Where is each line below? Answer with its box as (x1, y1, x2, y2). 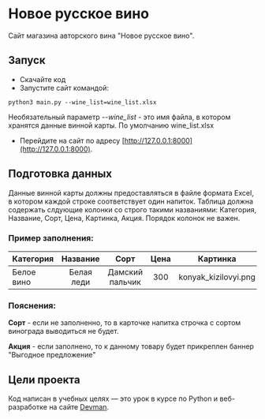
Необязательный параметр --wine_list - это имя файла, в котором (8, 112, 231, 122)
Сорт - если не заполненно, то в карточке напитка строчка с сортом (8, 318, 241, 327)
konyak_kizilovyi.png (178, 271, 256, 282)
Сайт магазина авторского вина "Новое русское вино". (8, 31, 195, 40)
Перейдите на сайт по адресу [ (19, 136, 125, 145)
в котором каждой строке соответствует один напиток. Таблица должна (8, 196, 254, 206)
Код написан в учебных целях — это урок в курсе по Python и (8, 394, 218, 403)
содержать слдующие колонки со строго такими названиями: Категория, (8, 204, 257, 214)
